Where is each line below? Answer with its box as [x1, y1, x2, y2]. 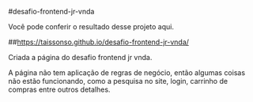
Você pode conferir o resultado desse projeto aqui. [8, 22, 174, 31]
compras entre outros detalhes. [8, 85, 111, 94]
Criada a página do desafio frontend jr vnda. [8, 53, 153, 62]
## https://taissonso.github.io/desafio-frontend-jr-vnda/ [8, 37, 190, 47]
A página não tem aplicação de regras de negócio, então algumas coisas [8, 68, 246, 77]
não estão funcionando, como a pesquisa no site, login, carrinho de [8, 77, 228, 85]
